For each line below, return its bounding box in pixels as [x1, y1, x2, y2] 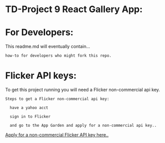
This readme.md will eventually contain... [5, 43, 90, 50]
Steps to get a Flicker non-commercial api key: [5, 97, 109, 102]
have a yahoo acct [10, 105, 49, 111]
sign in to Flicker [10, 114, 51, 119]
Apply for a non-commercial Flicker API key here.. [5, 132, 109, 138]
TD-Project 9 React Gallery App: [5, 4, 143, 15]
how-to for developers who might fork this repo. [5, 53, 112, 59]
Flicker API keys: [5, 70, 77, 81]
